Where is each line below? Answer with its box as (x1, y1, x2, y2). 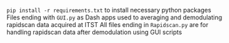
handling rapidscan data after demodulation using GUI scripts (6, 28, 183, 36)
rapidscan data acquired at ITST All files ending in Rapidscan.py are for (6, 21, 209, 28)
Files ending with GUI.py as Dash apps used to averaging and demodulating (6, 13, 223, 21)
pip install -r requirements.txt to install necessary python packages (6, 6, 212, 14)
